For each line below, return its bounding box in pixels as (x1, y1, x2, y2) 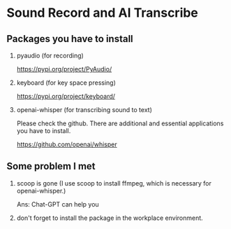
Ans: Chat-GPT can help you (16, 200, 99, 208)
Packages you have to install (6, 33, 133, 45)
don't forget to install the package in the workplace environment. (16, 214, 203, 222)
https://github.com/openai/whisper (16, 140, 117, 148)
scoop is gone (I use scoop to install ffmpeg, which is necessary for (16, 179, 212, 187)
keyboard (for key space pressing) (16, 78, 117, 87)
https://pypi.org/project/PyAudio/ (16, 65, 112, 73)
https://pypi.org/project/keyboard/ (16, 92, 116, 100)
